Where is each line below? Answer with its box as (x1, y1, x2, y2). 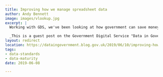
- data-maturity (5, 56, 38, 61)
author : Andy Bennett (5, 12, 49, 16)
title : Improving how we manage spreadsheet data (5, 7, 108, 12)
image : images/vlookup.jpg (5, 16, 60, 21)
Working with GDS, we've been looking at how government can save (9, 25, 147, 30)
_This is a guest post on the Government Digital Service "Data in (9, 34, 149, 38)
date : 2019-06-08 (5, 61, 40, 65)
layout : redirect (5, 38, 40, 43)
